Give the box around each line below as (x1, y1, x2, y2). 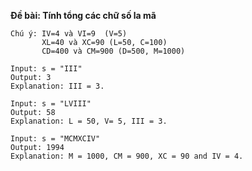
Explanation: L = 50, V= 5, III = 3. (10, 116, 168, 126)
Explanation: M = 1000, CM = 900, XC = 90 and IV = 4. (10, 151, 244, 161)
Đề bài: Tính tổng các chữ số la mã (10, 10, 157, 21)
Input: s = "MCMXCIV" (10, 134, 101, 144)
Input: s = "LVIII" (10, 99, 92, 109)
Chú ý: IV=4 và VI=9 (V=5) (10, 29, 128, 39)
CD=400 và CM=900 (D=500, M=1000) (41, 46, 186, 56)
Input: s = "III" (10, 64, 83, 74)
